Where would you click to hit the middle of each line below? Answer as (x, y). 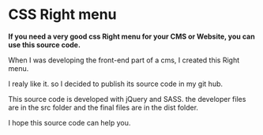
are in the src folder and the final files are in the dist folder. (103, 107)
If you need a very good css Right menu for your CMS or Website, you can (131, 36)
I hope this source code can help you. (70, 122)
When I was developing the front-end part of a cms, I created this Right (124, 60)
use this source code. (45, 44)
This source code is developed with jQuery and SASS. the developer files (127, 99)
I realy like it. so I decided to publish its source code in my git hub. (116, 84)
